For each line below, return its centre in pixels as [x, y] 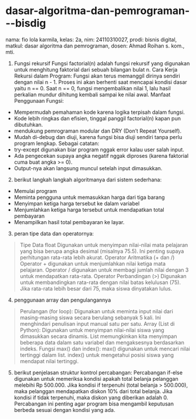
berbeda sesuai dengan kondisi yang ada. [65, 410]
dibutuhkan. [28, 124]
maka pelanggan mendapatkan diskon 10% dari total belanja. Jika [93, 391]
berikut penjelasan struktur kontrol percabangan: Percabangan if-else [98, 372]
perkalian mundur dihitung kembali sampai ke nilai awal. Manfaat [92, 94]
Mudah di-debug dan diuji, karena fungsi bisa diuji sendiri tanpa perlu [98, 137]
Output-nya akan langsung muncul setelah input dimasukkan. [88, 168]
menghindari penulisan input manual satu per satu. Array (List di [97, 323]
